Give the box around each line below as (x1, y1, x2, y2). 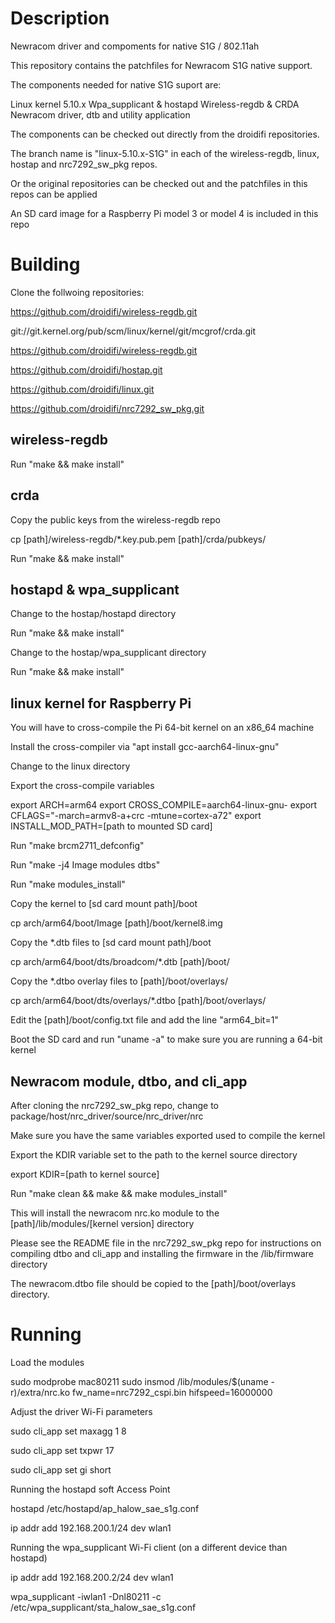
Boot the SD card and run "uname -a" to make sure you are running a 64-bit (10, 1033, 323, 1046)
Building (10, 253, 81, 276)
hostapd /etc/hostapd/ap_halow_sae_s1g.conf (10, 1502, 200, 1514)
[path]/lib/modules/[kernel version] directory (10, 1217, 195, 1229)
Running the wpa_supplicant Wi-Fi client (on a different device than (10, 1541, 288, 1553)
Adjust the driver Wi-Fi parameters (10, 1405, 153, 1417)
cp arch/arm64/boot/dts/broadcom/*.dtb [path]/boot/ (10, 956, 230, 968)
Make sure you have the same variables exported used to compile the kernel (10, 1129, 326, 1141)
